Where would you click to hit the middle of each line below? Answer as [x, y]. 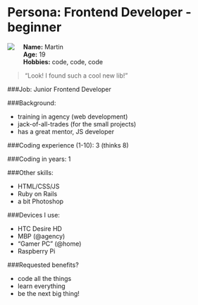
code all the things [44, 278]
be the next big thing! [48, 293]
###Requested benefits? [43, 265]
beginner [35, 27]
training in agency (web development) [73, 116]
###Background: [32, 102]
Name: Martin [43, 47]
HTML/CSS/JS [38, 186]
